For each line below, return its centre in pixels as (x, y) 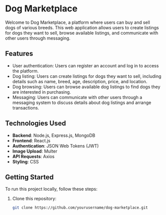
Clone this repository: (34, 199)
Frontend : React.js (31, 140)
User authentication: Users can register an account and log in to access (85, 65)
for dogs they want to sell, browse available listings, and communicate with (82, 33)
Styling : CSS (26, 161)
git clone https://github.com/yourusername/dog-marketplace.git (80, 208)
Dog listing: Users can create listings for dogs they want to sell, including (87, 76)
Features (19, 54)
